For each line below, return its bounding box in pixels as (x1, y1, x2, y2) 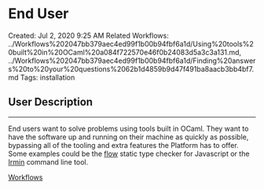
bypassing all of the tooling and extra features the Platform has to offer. (8, 140, 239, 150)
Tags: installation (20, 72, 75, 82)
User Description (8, 95, 93, 109)
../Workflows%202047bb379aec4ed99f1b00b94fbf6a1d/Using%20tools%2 (8, 39, 254, 48)
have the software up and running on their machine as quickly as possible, (8, 132, 249, 142)
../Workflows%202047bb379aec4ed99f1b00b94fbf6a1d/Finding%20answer (8, 56, 256, 65)
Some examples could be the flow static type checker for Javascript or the (8, 149, 250, 158)
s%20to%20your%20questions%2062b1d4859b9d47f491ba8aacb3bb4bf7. (8, 64, 254, 73)
